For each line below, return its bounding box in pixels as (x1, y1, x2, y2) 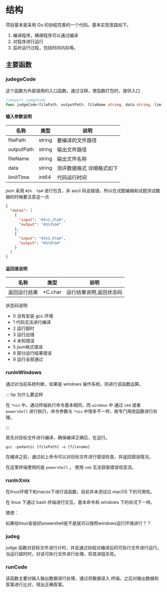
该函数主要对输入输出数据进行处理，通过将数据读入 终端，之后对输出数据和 (5, 575, 159, 582)
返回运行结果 (8, 289, 39, 296)
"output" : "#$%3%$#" (18, 222, 61, 227)
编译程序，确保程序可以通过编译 (12, 32, 78, 38)
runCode (5, 564, 28, 571)
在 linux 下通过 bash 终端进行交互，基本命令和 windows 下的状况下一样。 (5, 499, 155, 505)
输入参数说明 (5, 113, 32, 119)
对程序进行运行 (12, 38, 44, 45)
